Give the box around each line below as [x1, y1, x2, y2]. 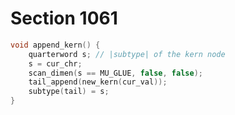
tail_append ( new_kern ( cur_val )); [28, 77, 168, 87]
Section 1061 [10, 7, 118, 30]
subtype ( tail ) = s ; [28, 87, 110, 97]
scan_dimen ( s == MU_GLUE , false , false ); [28, 68, 203, 78]
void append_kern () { [10, 40, 101, 50]
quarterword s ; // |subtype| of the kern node [28, 49, 226, 59]
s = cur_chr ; [28, 58, 83, 69]
